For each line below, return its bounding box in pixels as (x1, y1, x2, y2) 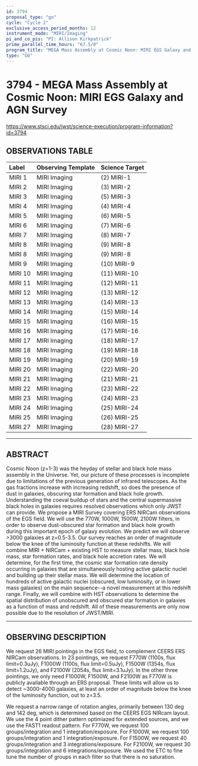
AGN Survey (6, 103, 68, 116)
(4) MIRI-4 (100, 202, 131, 210)
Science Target (100, 164, 144, 172)
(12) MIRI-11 (100, 279, 138, 287)
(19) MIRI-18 (100, 346, 138, 354)
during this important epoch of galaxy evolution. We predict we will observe (6, 528, 190, 535)
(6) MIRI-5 (100, 212, 131, 220)
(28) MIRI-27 (100, 423, 138, 431)
